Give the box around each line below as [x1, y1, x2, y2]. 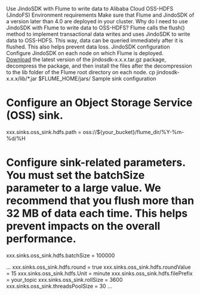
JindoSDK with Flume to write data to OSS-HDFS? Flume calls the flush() [6, 24, 185, 31]
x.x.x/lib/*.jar [6, 75, 38, 82]
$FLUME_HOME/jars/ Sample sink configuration [38, 75, 156, 82]
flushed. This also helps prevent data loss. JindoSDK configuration [6, 43, 170, 50]
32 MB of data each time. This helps [6, 206, 188, 220]
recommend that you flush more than [6, 194, 195, 208]
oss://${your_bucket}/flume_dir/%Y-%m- [82, 128, 184, 135]
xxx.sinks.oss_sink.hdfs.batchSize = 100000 [6, 251, 115, 259]
